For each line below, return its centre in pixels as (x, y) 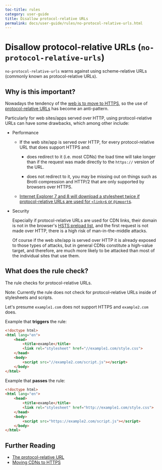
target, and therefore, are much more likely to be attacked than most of (83, 251)
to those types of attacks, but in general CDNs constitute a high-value (82, 245)
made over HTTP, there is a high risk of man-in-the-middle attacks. (80, 231)
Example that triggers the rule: (36, 321)
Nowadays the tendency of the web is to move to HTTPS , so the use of (76, 103)
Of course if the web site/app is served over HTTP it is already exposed (84, 240)
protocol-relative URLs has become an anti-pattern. (57, 108)
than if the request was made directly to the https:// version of (91, 162)
